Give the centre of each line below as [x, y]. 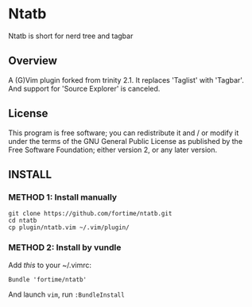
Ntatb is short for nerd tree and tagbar [71, 36]
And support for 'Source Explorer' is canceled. [84, 88]
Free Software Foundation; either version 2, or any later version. [112, 150]
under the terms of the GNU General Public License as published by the [126, 141]
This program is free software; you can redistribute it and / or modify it [124, 133]
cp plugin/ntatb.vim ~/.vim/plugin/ [69, 227]
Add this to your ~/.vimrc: [50, 265]
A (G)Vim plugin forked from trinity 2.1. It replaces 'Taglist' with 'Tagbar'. [126, 80]
